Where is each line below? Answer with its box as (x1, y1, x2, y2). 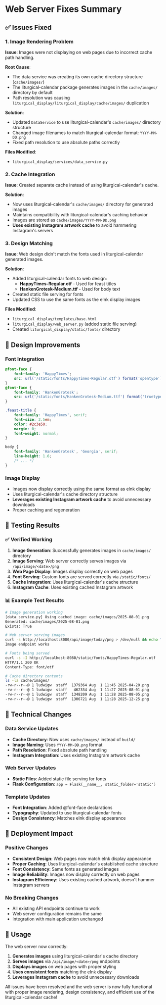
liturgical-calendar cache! (5, 994, 58, 1000)
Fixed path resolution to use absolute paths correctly (12, 139, 120, 145)
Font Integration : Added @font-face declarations (12, 804, 113, 810)
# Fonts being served (5, 651, 50, 656)
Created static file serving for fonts (12, 291, 83, 298)
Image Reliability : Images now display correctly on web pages (12, 871, 140, 877)
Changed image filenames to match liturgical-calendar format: (12, 130, 139, 136)
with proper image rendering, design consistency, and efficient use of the (5, 989, 155, 995)
